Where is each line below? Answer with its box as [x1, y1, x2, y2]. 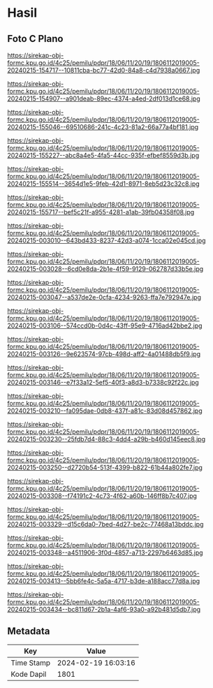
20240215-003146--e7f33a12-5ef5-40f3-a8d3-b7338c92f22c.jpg [7, 379, 199, 386]
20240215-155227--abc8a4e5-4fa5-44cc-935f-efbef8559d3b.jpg [7, 152, 200, 159]
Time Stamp [10, 658, 51, 668]
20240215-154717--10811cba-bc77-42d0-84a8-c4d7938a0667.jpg [7, 66, 200, 74]
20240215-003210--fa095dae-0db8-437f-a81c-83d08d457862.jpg [7, 407, 203, 415]
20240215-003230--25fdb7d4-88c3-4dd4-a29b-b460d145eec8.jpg [7, 435, 206, 443]
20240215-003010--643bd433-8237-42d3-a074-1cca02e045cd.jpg [7, 236, 206, 244]
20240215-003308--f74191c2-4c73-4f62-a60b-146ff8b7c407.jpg [7, 492, 198, 500]
